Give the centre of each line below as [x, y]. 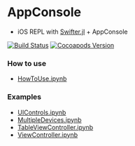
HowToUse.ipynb [42, 79]
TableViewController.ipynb [55, 127]
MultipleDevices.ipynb [49, 119]
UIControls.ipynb [42, 112]
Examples [24, 97]
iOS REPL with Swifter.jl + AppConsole [72, 32]
